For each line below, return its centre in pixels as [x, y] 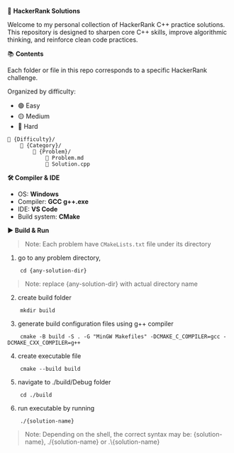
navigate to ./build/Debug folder [64, 382]
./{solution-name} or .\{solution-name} [104, 442]
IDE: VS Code [38, 209]
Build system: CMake [49, 217]
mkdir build [38, 311]
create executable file [49, 356]
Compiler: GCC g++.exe [53, 201]
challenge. [23, 78]
